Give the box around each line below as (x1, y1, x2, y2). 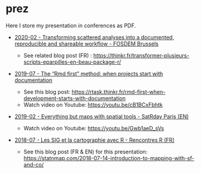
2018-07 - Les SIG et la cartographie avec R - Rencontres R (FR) (14, 136, 175, 144)
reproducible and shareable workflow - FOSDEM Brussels (14, 40, 159, 47)
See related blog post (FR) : (23, 52, 92, 59)
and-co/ (23, 161, 44, 168)
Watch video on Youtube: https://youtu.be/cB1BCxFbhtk (23, 101, 163, 108)
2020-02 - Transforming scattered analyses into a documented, (14, 33, 174, 41)
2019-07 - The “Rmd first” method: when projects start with (14, 70, 163, 77)
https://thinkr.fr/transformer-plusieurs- (93, 52, 189, 59)
